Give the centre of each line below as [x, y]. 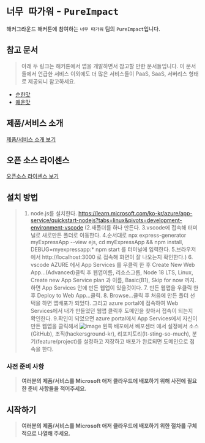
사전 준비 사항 [25, 367]
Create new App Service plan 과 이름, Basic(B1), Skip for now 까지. [113, 280]
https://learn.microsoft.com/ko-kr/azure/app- [136, 214]
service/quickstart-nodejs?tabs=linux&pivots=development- [106, 220]
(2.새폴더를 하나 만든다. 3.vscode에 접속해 [136, 228]
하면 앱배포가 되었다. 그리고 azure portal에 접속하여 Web [110, 303]
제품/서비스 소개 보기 [31, 139]
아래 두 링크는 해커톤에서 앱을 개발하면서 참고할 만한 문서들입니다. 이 [103, 66]
